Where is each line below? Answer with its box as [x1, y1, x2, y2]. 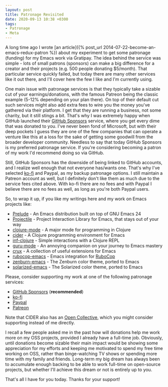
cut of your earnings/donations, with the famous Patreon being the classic [5, 91, 158, 97]
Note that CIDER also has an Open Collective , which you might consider [5, 314, 153, 320]
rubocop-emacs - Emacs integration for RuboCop [12, 253, 115, 259]
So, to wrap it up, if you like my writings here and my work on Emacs [5, 196, 147, 202]
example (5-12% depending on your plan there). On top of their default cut [5, 97, 159, 103]
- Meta [5, 31, 19, 36]
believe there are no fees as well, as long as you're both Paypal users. [5, 186, 149, 192]
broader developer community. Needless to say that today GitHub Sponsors [5, 139, 162, 145]
